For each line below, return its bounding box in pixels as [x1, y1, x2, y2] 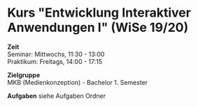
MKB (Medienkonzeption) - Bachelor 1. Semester [7, 78, 148, 86]
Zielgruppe [7, 71, 41, 79]
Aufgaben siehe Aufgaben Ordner [7, 92, 106, 100]
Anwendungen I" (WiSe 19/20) [7, 19, 189, 35]
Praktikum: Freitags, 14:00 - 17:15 [7, 57, 103, 65]
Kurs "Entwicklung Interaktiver [7, 5, 191, 21]
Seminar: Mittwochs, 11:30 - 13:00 [7, 50, 105, 58]
